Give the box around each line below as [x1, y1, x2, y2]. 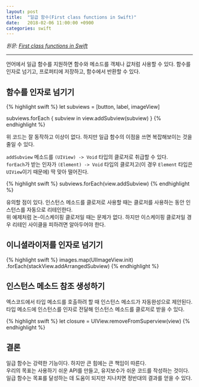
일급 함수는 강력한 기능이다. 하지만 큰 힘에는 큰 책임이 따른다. [6, 359, 147, 366]
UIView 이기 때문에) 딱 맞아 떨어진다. [6, 168, 89, 175]
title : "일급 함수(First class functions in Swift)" [6, 14, 137, 20]
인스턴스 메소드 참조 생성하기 [6, 281, 105, 291]
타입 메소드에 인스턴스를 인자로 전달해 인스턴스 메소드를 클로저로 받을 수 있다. [6, 306, 185, 313]
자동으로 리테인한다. [26, 206, 73, 213]
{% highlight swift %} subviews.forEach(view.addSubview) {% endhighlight [6, 180, 190, 187]
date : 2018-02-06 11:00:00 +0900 [6, 20, 94, 26]
